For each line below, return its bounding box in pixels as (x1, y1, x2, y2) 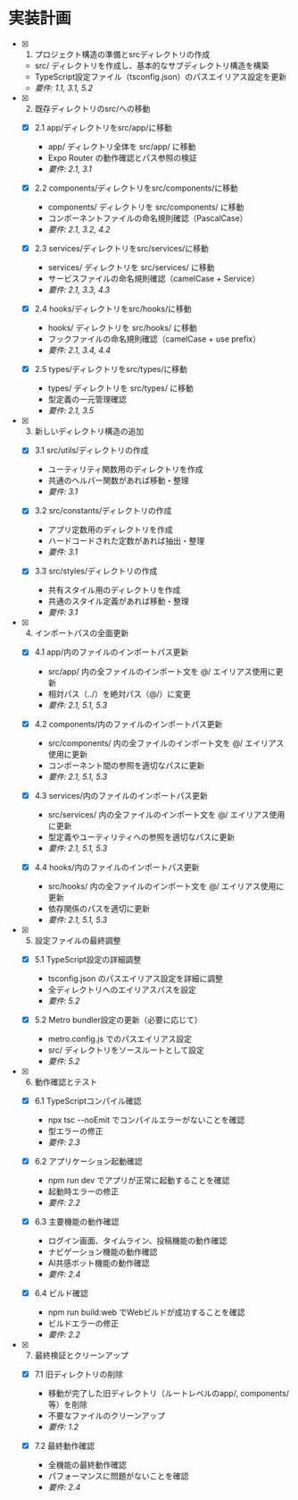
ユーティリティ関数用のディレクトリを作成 (47, 464, 203, 475)
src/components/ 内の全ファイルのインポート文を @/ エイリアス (47, 737, 285, 748)
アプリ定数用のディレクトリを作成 (47, 524, 173, 535)
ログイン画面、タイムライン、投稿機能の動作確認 (47, 1235, 228, 1246)
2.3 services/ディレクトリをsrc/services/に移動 (34, 243, 209, 254)
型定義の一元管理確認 (47, 394, 127, 405)
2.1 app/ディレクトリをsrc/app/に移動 (34, 122, 173, 132)
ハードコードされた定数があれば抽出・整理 (47, 536, 205, 547)
